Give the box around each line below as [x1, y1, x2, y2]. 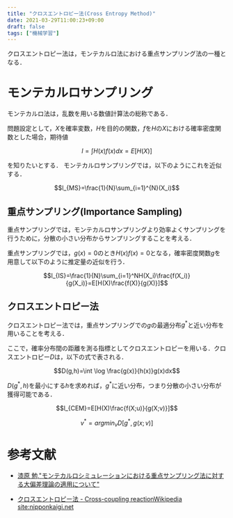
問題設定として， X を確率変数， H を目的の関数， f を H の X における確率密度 [7, 124, 216, 133]
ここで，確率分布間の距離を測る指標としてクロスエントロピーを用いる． [7, 344, 214, 353]
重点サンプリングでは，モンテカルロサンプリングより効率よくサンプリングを [7, 225, 226, 234]
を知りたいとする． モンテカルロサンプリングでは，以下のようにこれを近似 [7, 161, 222, 170]
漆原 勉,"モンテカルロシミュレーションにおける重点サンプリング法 [17, 471, 207, 480]
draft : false [7, 23, 45, 30]
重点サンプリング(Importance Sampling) [7, 206, 183, 218]
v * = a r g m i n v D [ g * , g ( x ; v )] [80, 418, 154, 428]
